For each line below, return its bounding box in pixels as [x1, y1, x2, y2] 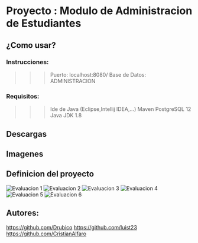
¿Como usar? [6, 40, 56, 50]
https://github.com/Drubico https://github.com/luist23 [6, 224, 138, 231]
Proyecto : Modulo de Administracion [6, 4, 193, 18]
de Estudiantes [6, 17, 82, 30]
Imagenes [6, 149, 44, 159]
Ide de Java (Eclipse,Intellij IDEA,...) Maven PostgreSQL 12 [50, 106, 191, 113]
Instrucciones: [6, 58, 49, 66]
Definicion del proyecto [6, 169, 95, 179]
